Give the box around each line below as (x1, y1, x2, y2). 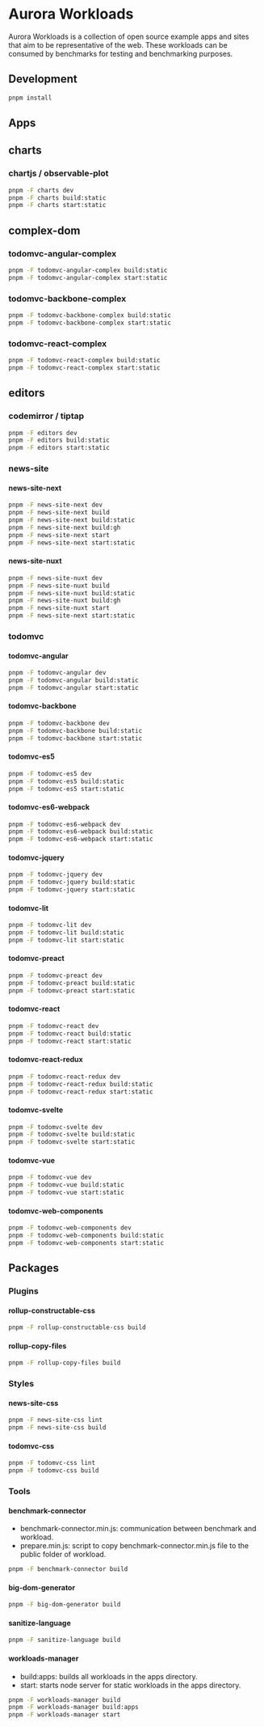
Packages (8, 1261, 59, 1275)
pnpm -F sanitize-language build (8, 1636, 121, 1644)
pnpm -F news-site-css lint (8, 1416, 103, 1424)
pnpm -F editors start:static (8, 444, 111, 452)
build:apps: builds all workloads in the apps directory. (19, 1671, 198, 1681)
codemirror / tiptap (8, 410, 85, 421)
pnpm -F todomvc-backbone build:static (8, 726, 143, 734)
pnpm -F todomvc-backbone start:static (8, 734, 143, 743)
